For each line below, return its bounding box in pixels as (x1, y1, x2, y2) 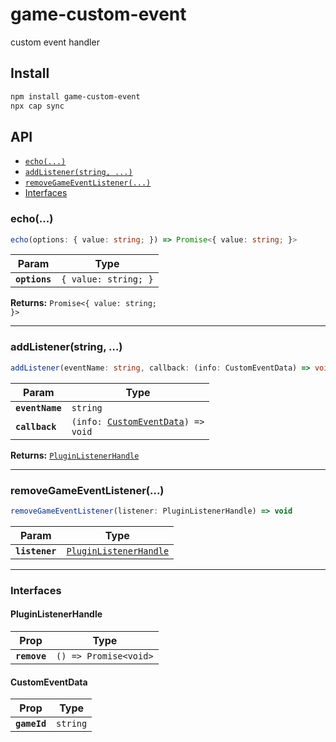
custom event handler (10, 36, 100, 48)
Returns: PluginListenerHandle (10, 449, 140, 461)
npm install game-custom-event (10, 91, 141, 102)
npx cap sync (10, 101, 65, 111)
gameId (15, 718, 47, 730)
